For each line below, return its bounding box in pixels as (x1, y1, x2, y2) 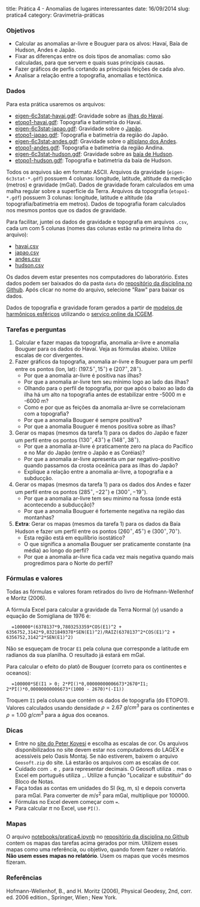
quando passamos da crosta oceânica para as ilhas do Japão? (23, 462, 178, 469)
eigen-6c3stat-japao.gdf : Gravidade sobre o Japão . (14, 125, 143, 132)
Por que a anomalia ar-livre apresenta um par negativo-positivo (23, 456, 180, 463)
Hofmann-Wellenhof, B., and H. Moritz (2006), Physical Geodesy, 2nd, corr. (6, 887, 193, 894)
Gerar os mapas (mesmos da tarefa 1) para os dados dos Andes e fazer (14, 481, 192, 488)
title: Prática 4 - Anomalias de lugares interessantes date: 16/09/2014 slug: (6, 5, 190, 12)
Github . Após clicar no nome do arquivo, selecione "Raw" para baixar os (6, 286, 184, 293)
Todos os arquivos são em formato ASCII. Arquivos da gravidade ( (6, 168, 169, 176)
